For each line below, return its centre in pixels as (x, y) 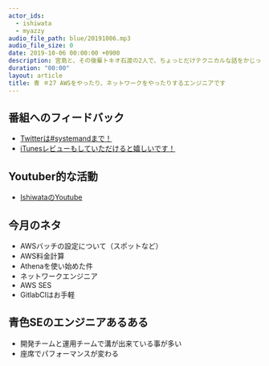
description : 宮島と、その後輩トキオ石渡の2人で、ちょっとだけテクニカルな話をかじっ (135, 61)
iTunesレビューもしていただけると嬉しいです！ (98, 149)
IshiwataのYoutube (51, 197)
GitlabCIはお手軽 (47, 294)
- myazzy (30, 31)
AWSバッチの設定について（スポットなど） (91, 245)
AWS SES (36, 285)
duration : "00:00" (39, 68)
